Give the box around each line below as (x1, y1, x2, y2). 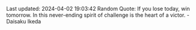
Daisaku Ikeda (6, 18, 41, 25)
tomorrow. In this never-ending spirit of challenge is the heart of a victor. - (6, 11, 189, 19)
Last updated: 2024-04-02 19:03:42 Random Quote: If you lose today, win (6, 5, 191, 12)
